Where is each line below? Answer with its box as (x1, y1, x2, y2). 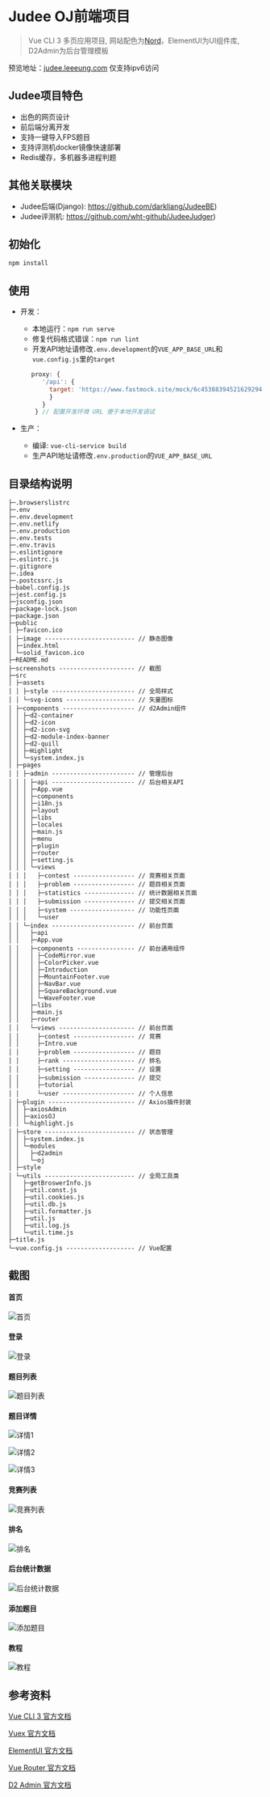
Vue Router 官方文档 (8, 1763, 77, 1773)
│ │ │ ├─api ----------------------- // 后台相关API (8, 778, 185, 787)
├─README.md (8, 656, 48, 664)
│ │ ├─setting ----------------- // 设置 (8, 1065, 161, 1074)
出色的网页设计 (19, 112, 70, 121)
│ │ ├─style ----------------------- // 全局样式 (8, 687, 173, 696)
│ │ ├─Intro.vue (8, 1040, 78, 1048)
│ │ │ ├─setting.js (8, 856, 74, 865)
